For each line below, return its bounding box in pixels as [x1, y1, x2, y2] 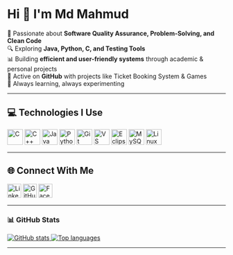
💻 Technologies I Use [7, 107, 103, 118]
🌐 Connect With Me [7, 165, 94, 177]
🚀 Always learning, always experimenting [7, 79, 125, 87]
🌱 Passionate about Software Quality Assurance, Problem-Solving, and [7, 29, 215, 37]
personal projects [7, 64, 58, 73]
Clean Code [7, 36, 42, 44]
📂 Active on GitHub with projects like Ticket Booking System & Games [7, 72, 207, 80]
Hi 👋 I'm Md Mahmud [7, 6, 130, 22]
